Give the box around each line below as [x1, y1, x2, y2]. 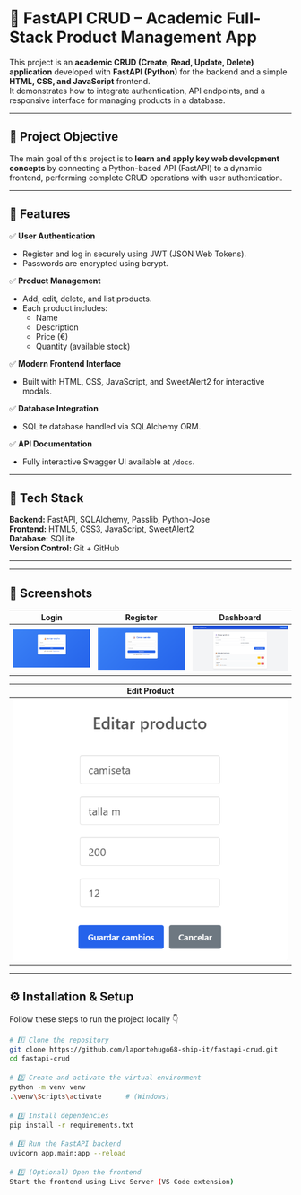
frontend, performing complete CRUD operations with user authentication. [9, 172, 283, 183]
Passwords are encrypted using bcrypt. [21, 257, 168, 268]
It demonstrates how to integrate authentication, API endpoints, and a [9, 85, 266, 96]
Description [35, 322, 79, 333]
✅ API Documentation [9, 438, 92, 449]
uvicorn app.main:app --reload [9, 1149, 126, 1158]
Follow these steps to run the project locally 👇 [9, 1013, 179, 1025]
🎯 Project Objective [9, 129, 119, 144]
